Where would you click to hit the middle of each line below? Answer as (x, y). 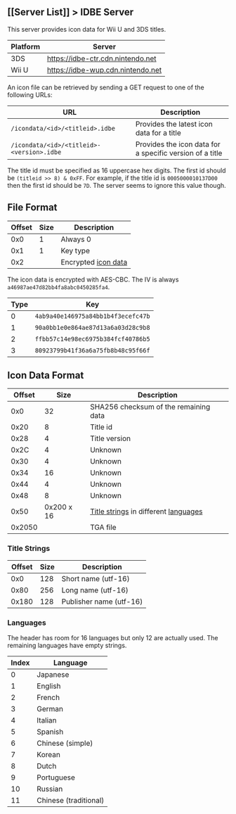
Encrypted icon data (94, 262)
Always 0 (76, 239)
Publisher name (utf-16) (102, 602)
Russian (50, 789)
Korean (49, 755)
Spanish (50, 732)
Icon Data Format (46, 375)
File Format (32, 208)
